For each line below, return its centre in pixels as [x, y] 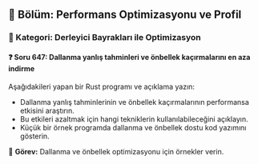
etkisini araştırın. [47, 110]
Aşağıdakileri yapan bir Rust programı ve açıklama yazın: [101, 86]
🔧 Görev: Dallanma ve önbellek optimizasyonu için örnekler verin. [116, 151]
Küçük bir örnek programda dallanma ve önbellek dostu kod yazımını [133, 127]
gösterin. [34, 136]
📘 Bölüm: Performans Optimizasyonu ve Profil [125, 15]
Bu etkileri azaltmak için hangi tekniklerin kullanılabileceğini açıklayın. [134, 119]
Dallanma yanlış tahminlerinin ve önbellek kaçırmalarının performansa [135, 102]
